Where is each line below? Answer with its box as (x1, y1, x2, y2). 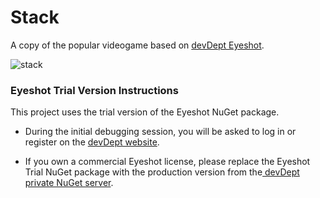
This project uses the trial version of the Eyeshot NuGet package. (10, 106, 280, 118)
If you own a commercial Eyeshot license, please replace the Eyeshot (24, 156, 311, 168)
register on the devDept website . (24, 136, 160, 148)
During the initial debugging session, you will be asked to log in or (24, 126, 297, 138)
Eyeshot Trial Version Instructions (10, 83, 179, 97)
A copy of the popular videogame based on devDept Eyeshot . (10, 39, 265, 51)
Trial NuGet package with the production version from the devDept (24, 166, 300, 178)
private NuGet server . (24, 177, 114, 189)
